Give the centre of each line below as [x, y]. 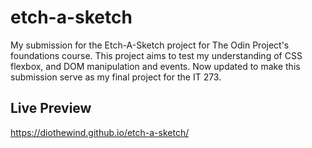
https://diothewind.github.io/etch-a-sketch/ [100, 132]
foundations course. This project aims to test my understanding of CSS [156, 55]
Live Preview [51, 108]
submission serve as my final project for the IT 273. [116, 77]
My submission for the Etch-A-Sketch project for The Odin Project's [150, 45]
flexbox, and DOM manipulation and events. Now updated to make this [155, 66]
